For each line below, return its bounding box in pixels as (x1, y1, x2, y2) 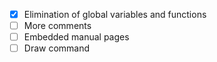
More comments (23, 20, 92, 32)
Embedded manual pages (23, 31, 130, 43)
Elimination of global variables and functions (23, 9, 207, 20)
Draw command (23, 42, 91, 54)
